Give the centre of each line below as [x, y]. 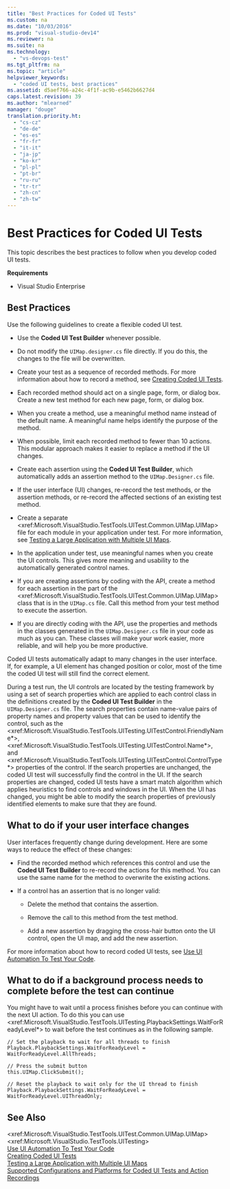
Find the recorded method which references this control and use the [114, 863]
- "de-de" [27, 129]
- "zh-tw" [27, 199]
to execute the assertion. [52, 610]
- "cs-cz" [27, 122]
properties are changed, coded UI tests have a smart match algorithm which [115, 781]
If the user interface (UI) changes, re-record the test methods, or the [114, 490]
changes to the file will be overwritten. [71, 358]
